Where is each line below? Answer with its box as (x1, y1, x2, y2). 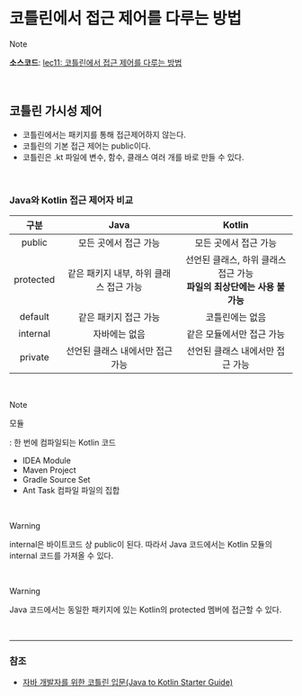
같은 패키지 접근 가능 (77, 312, 161, 324)
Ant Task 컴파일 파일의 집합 (22, 485, 120, 496)
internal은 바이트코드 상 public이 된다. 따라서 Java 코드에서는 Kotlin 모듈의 (9, 539, 272, 550)
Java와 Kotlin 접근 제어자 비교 (9, 194, 134, 206)
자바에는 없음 (93, 328, 146, 340)
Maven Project (22, 465, 76, 475)
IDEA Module (22, 456, 72, 466)
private (19, 351, 49, 364)
